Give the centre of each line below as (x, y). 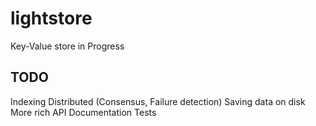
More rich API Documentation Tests (83, 112)
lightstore (51, 18)
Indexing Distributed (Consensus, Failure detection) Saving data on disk (158, 101)
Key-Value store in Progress (67, 46)
